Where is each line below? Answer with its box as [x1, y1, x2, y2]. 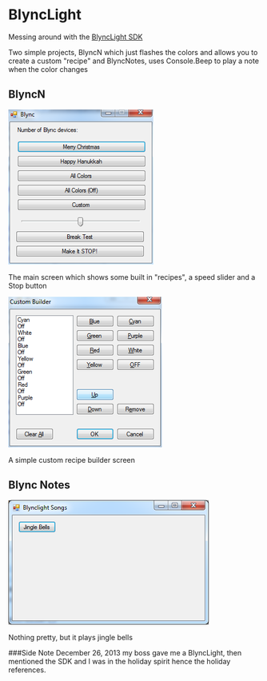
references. [8, 665, 46, 675]
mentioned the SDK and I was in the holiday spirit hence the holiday [8, 656, 231, 666]
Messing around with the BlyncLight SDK [8, 32, 143, 42]
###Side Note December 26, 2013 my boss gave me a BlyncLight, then [8, 647, 242, 657]
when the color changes [8, 64, 88, 74]
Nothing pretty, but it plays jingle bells [8, 632, 133, 642]
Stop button [8, 281, 47, 290]
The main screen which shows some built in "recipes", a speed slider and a [8, 272, 256, 281]
